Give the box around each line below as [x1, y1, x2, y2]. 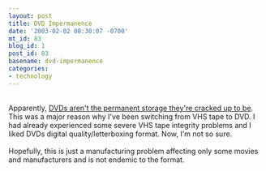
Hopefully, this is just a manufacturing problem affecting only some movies [8, 146, 259, 156]
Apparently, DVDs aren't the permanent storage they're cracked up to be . [8, 103, 254, 113]
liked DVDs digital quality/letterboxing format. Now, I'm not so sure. [8, 129, 233, 139]
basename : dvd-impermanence [8, 58, 104, 66]
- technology [8, 72, 53, 80]
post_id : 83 [8, 49, 49, 58]
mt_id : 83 [8, 34, 42, 43]
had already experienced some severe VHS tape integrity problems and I [8, 120, 251, 130]
